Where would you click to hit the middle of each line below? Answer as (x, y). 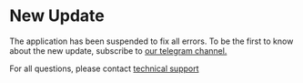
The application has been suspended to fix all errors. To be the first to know (151, 41)
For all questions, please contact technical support (104, 68)
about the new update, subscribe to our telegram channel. (118, 50)
